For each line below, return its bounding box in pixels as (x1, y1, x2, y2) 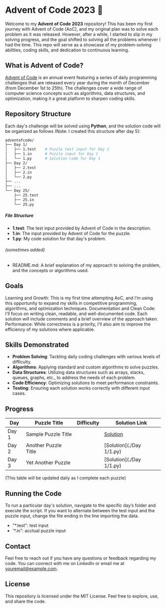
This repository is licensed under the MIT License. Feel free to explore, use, (5, 593, 159, 599)
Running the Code (5, 489, 62, 498)
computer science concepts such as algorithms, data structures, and (5, 90, 145, 96)
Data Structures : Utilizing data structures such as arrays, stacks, (12, 369, 145, 375)
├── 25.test (14, 193, 39, 198)
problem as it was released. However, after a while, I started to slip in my (5, 31, 153, 37)
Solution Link (115, 419, 147, 426)
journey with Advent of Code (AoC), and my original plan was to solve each (5, 26, 159, 32)
